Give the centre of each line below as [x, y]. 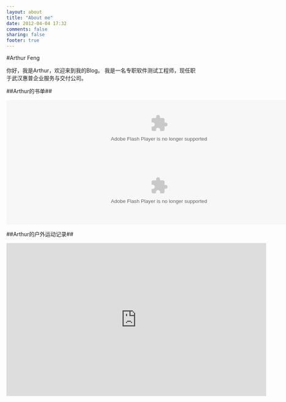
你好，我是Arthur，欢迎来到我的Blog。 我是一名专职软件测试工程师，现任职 [101, 70]
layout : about [24, 12]
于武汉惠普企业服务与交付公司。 [46, 78]
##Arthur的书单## [29, 91]
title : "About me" [30, 18]
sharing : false [26, 35]
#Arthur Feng [23, 58]
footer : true [23, 40]
